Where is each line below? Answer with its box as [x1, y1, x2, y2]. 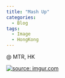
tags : [6, 25, 20, 32]
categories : [6, 14, 36, 20]
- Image [11, 31, 31, 37]
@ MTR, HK [6, 53, 35, 60]
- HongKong [11, 37, 39, 43]
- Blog [11, 20, 28, 26]
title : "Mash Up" [6, 8, 50, 15]
